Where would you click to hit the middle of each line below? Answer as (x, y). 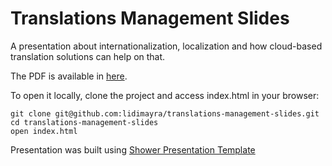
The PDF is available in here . (69, 76)
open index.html (44, 131)
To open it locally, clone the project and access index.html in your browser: (165, 95)
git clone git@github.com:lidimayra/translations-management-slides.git (165, 113)
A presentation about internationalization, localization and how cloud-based (166, 46)
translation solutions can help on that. (88, 56)
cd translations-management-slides (84, 122)
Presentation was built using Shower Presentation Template (133, 149)
